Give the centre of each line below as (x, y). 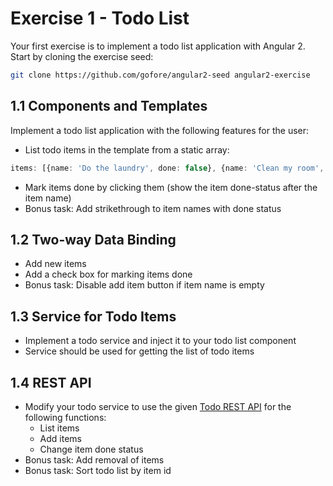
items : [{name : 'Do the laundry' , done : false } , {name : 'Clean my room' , (167, 168)
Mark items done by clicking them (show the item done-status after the (171, 187)
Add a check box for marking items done (108, 274)
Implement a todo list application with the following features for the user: (160, 130)
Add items (60, 438)
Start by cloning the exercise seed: (82, 56)
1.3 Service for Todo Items (93, 316)
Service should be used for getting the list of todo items (139, 351)
